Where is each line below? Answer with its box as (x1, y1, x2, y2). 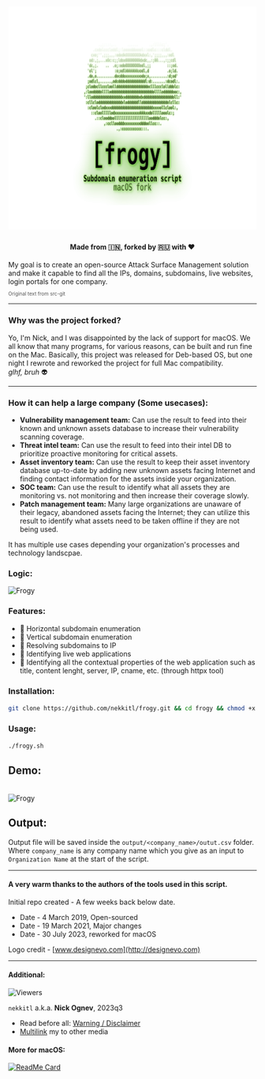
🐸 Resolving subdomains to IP (19, 640, 117, 650)
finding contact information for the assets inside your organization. (19, 474, 237, 483)
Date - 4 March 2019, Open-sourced (19, 912, 138, 922)
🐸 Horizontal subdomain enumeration (19, 623, 141, 633)
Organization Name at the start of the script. (8, 854, 149, 864)
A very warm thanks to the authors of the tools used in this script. (8, 880, 228, 889)
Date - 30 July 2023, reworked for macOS (19, 929, 157, 939)
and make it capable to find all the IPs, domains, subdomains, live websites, (8, 268, 254, 278)
